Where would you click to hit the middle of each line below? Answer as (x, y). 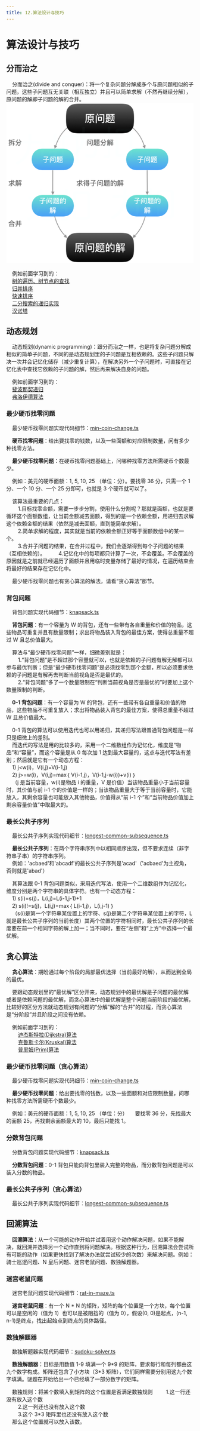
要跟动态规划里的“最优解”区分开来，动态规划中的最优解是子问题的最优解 (100, 992)
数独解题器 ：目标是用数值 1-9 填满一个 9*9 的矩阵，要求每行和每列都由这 (102, 1364)
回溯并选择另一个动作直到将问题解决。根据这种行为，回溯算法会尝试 (105, 1247)
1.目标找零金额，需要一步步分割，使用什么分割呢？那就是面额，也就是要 (106, 508)
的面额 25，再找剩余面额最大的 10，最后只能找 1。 (68, 1121)
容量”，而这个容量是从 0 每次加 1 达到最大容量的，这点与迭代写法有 (104, 753)
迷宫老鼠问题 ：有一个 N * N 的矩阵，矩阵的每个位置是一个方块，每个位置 (101, 1306)
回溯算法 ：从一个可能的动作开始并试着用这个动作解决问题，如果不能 (95, 1239)
